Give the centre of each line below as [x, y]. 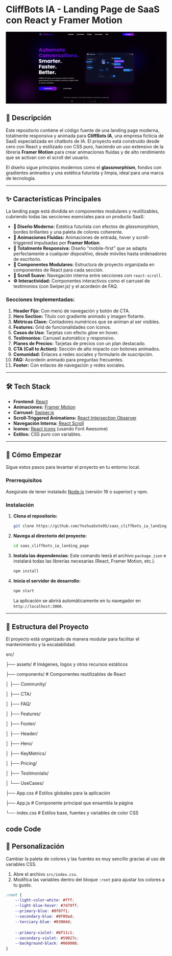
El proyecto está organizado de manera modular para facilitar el [73, 639]
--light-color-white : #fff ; [45, 900]
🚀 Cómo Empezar [34, 455]
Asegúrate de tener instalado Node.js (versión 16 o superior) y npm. [77, 491]
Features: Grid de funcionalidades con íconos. [62, 327]
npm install [26, 571]
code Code [23, 829]
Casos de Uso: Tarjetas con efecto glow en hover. [66, 332]
